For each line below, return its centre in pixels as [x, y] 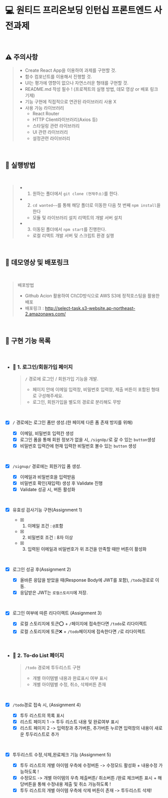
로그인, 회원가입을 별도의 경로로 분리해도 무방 [77, 402]
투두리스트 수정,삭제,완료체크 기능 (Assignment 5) [62, 754]
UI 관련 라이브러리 [50, 132]
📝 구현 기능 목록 [28, 341]
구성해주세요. [51, 396]
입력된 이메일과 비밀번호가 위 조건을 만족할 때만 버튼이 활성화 [87, 549]
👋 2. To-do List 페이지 [38, 656]
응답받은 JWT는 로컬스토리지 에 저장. [54, 593]
